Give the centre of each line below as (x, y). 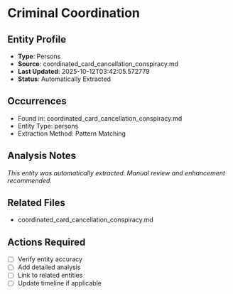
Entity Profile (37, 39)
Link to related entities (50, 276)
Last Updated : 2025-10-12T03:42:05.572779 (83, 71)
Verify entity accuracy (50, 259)
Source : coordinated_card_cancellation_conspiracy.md (98, 64)
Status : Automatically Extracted (64, 79)
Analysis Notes (42, 156)
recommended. (29, 180)
